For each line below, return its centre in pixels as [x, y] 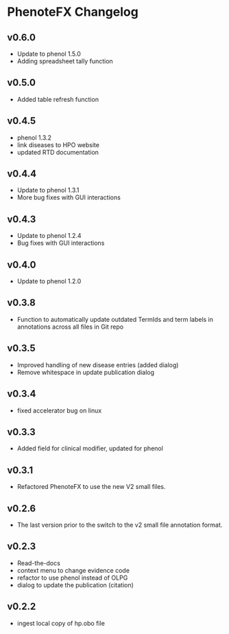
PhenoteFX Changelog [73, 12]
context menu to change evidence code [73, 570]
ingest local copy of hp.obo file [61, 623]
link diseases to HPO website [58, 144]
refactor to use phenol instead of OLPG [72, 578]
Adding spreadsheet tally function [65, 61]
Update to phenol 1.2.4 [49, 236]
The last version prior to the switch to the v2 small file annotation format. [120, 525]
